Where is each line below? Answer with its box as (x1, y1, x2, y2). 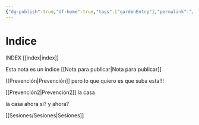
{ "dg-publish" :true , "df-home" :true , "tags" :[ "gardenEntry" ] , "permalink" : (5, 8, 189, 15)
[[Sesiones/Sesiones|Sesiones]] (5, 111, 84, 119)
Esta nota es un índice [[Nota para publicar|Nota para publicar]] (5, 65, 162, 73)
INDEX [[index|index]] (5, 54, 59, 61)
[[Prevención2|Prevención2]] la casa (5, 89, 96, 96)
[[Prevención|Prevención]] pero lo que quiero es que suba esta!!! (5, 77, 165, 84)
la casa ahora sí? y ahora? (5, 100, 70, 107)
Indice (5, 34, 37, 48)
